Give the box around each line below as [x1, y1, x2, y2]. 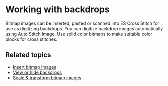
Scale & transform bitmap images [12, 74, 82, 81]
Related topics [5, 51, 51, 59]
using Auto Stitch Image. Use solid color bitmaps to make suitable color [5, 31, 153, 37]
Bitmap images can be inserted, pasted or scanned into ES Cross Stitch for [5, 20, 159, 26]
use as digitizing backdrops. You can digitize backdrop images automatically [5, 25, 163, 31]
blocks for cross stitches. [5, 36, 58, 42]
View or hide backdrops [12, 69, 62, 75]
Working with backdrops [5, 4, 110, 15]
